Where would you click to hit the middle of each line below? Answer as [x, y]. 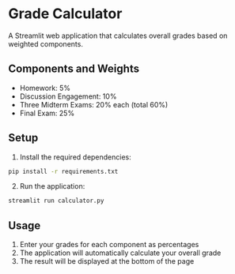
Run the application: [52, 186]
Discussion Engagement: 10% [68, 96]
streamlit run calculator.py [56, 201]
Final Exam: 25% [47, 113]
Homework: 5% [45, 88]
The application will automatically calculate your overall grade [120, 253]
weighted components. [45, 43]
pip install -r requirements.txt [63, 171]
